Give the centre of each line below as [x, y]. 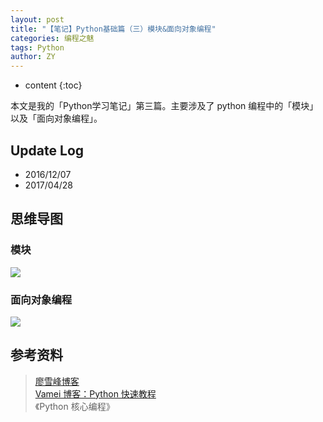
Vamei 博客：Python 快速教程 [95, 393]
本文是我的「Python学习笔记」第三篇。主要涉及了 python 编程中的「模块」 [164, 106]
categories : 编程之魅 [52, 38]
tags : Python [37, 47]
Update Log [47, 150]
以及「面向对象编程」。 [56, 118]
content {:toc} [53, 85]
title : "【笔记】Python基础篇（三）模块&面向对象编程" [113, 29]
